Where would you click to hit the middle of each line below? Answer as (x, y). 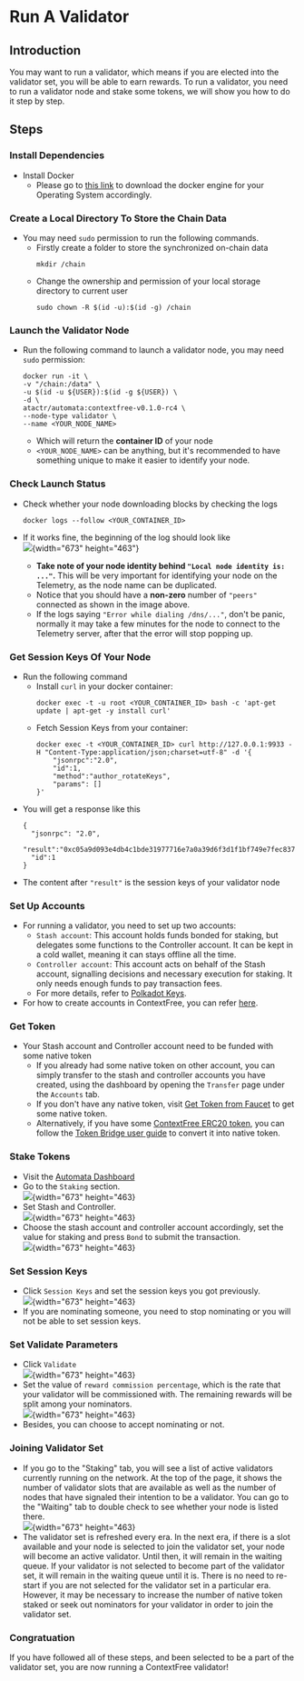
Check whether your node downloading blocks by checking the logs (150, 504)
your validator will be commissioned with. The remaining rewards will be (157, 1395)
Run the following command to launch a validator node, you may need (153, 350)
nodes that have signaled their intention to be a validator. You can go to (156, 1496)
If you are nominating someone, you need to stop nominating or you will (157, 1312)
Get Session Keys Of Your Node (80, 656)
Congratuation (42, 1637)
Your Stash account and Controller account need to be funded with (148, 1046)
